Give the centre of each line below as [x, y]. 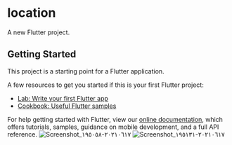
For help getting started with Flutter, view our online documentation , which [115, 119]
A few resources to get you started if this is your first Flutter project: [105, 85]
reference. [22, 134]
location [32, 13]
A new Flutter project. [39, 32]
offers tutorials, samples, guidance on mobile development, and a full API [113, 127]
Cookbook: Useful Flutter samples [67, 106]
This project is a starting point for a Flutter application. [86, 71]
